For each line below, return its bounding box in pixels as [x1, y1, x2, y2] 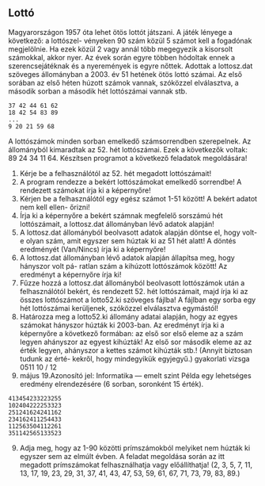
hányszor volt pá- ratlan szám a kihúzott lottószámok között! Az [19, 261, 228, 270]
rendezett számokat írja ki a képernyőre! [19, 186, 152, 195]
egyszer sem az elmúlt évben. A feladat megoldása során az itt [19, 451, 225, 461]
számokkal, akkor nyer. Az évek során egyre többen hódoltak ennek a [8, 52, 236, 62]
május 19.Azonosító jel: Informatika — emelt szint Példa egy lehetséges [19, 370, 252, 380]
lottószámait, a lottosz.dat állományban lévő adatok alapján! [19, 219, 215, 228]
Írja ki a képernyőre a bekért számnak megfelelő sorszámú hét [19, 210, 223, 220]
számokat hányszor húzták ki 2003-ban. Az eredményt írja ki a [19, 320, 225, 330]
